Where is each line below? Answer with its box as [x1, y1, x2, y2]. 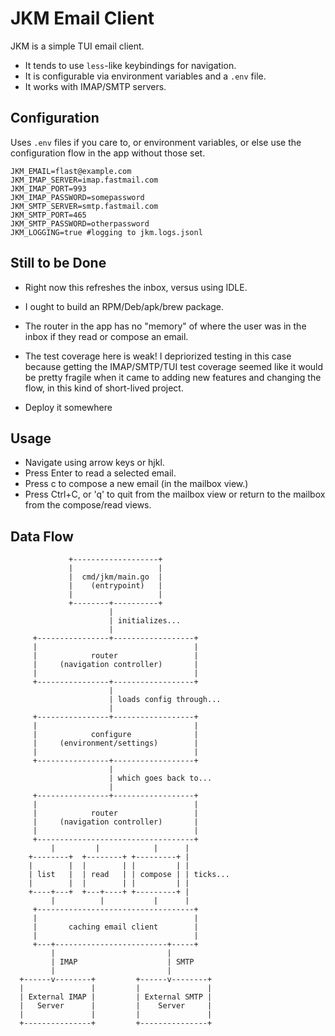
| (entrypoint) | [68, 581, 163, 591]
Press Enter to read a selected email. [24, 467, 177, 479]
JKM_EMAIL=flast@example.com [10, 166, 132, 176]
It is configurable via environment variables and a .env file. [24, 70, 267, 82]
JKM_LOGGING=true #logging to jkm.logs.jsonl [10, 227, 203, 237]
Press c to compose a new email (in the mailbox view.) [24, 478, 249, 490]
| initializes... [108, 616, 182, 626]
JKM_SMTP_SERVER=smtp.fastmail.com [10, 201, 159, 211]
